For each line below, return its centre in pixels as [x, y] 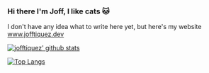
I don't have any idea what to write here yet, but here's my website [104, 27]
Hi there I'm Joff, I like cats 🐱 [58, 11]
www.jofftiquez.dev [36, 34]
